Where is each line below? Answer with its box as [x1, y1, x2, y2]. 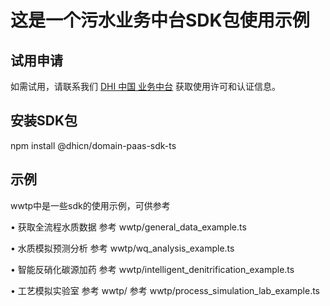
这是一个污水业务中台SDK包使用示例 [10, 9, 310, 32]
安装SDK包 [10, 112, 78, 130]
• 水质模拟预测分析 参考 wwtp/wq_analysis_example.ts [10, 242, 235, 254]
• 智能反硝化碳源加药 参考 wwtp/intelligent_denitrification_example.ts [10, 263, 295, 275]
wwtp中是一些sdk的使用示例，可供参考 [10, 199, 171, 211]
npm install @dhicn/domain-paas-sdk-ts [10, 139, 177, 151]
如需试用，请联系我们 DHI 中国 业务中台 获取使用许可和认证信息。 [10, 81, 282, 92]
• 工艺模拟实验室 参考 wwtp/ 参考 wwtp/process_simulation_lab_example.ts [10, 284, 320, 296]
